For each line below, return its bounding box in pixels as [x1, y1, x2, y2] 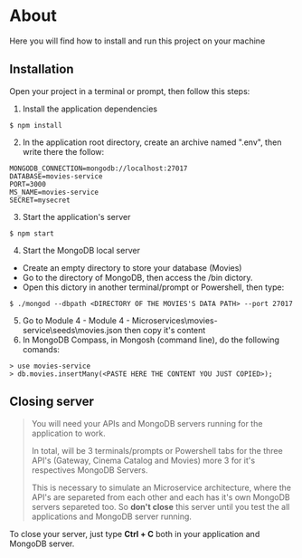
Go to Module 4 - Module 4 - [22, 314, 130, 326]
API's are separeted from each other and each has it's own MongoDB [31, 491, 291, 503]
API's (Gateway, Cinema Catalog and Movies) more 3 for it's [31, 455, 256, 466]
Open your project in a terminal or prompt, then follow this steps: [9, 85, 250, 96]
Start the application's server [22, 211, 131, 222]
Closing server [9, 394, 95, 409]
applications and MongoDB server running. [31, 511, 193, 522]
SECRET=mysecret [9, 196, 71, 205]
